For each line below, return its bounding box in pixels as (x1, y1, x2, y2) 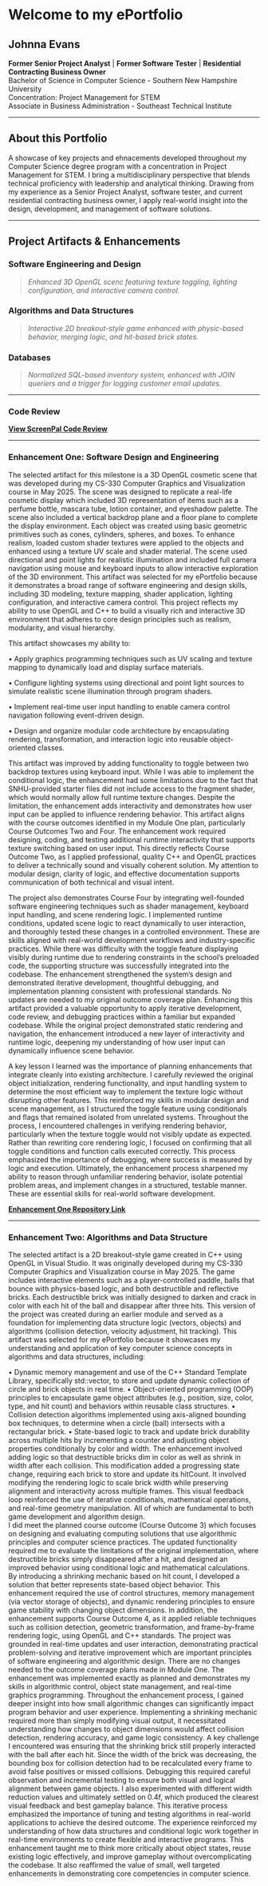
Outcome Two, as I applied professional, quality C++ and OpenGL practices (8, 852, 257, 861)
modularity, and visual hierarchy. (8, 622, 116, 633)
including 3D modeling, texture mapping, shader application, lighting (8, 589, 233, 598)
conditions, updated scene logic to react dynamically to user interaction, (8, 918, 246, 928)
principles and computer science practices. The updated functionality (8, 1537, 238, 1547)
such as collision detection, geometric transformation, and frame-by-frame (8, 1622, 255, 1632)
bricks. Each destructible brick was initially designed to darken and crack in (8, 1292, 257, 1301)
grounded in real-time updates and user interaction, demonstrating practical (8, 1639, 258, 1648)
